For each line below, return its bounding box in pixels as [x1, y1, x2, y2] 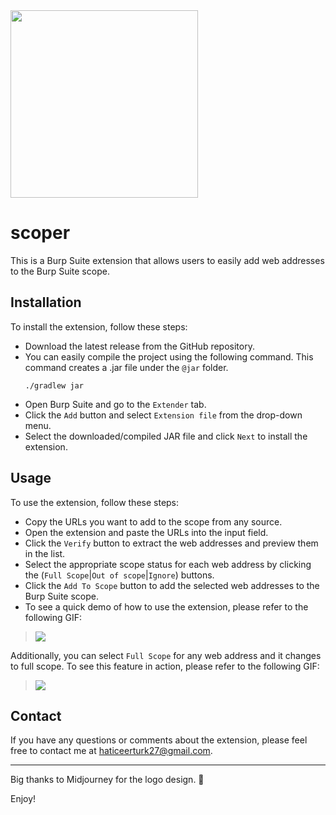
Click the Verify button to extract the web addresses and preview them [24, 537, 319, 549]
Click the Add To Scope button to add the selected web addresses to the [24, 579, 320, 591]
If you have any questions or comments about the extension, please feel [10, 734, 308, 746]
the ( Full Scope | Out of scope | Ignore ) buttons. [24, 569, 215, 581]
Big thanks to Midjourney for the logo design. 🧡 [10, 774, 205, 786]
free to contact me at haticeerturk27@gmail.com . [10, 745, 213, 757]
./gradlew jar [24, 380, 84, 391]
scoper [10, 222, 71, 244]
